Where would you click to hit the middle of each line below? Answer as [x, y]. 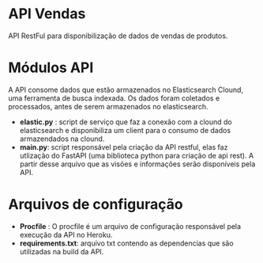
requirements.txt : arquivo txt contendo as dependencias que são [127, 243]
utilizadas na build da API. [62, 251]
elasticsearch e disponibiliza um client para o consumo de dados [125, 130]
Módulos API [51, 68]
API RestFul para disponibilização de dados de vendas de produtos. [118, 36]
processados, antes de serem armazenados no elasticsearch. [108, 106]
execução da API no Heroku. [66, 234]
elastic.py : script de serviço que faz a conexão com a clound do [126, 122]
